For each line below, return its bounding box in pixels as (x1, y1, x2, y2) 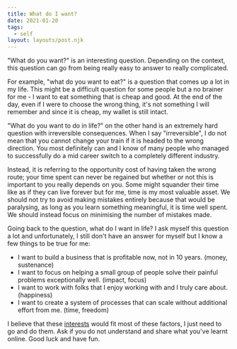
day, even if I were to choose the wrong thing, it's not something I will (7, 100, 210, 109)
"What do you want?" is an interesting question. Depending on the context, (7, 56, 226, 65)
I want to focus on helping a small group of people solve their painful (17, 268, 218, 277)
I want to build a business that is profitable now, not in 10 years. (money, (17, 253, 228, 262)
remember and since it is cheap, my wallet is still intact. (7, 108, 168, 116)
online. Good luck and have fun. (7, 335, 100, 343)
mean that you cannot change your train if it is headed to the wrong (7, 136, 204, 145)
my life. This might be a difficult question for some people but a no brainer (7, 85, 224, 94)
